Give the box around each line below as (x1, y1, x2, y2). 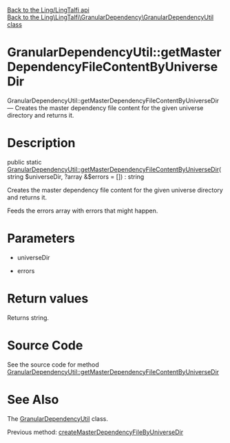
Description (7, 136, 76, 151)
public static (7, 158, 43, 166)
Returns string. (7, 313, 50, 322)
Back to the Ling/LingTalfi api (7, 6, 90, 14)
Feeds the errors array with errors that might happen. (7, 206, 158, 215)
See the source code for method (7, 360, 100, 369)
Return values (7, 291, 89, 306)
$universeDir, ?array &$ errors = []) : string (25, 172, 145, 181)
